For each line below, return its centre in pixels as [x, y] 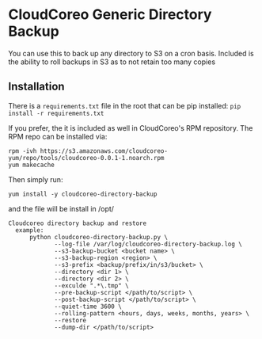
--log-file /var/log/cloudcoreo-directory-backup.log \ [148, 244]
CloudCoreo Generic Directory [110, 15]
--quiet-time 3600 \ [88, 307]
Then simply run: [36, 179]
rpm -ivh [23, 151]
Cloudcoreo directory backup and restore [78, 223]
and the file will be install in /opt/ [61, 208]
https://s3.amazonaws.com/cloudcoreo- [104, 151]
